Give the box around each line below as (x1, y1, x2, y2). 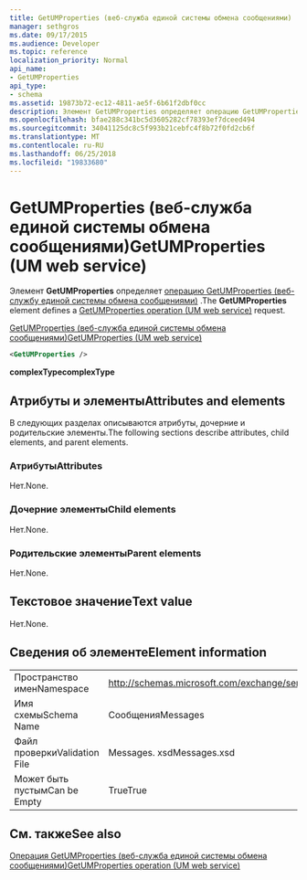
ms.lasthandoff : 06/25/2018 (9, 149, 117, 158)
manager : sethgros (9, 22, 79, 31)
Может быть (14, 772, 69, 785)
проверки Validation (14, 746, 100, 758)
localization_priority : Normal (9, 56, 129, 65)
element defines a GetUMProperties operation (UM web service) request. (9, 305, 286, 316)
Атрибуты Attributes (9, 460, 103, 472)
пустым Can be (14, 783, 79, 796)
